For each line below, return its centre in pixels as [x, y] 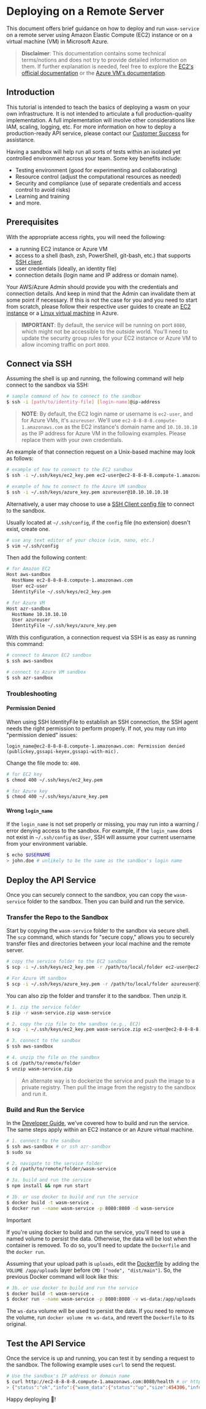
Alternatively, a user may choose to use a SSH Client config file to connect [100, 504]
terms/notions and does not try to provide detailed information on [104, 60]
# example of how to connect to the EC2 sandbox [70, 470]
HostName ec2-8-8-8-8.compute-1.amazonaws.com [72, 580]
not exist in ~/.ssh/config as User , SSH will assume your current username [101, 837]
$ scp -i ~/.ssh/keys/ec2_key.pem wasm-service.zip [74, 1030]
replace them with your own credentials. [72, 440]
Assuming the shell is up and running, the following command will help [95, 379]
